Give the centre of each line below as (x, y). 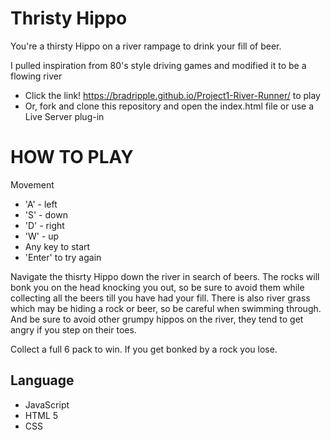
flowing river (36, 76)
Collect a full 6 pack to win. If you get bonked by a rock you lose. (144, 349)
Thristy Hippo (69, 18)
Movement (32, 184)
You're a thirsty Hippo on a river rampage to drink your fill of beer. (146, 46)
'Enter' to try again (63, 257)
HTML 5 (41, 415)
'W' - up (42, 236)
